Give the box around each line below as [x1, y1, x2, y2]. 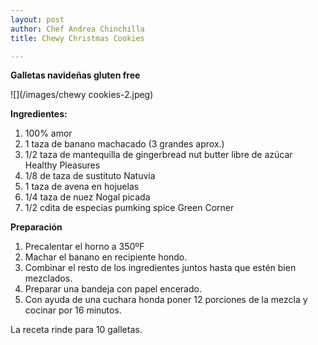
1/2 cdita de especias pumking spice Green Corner [24, 202, 235, 214]
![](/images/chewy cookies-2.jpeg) [10, 89, 154, 101]
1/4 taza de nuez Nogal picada [24, 191, 151, 203]
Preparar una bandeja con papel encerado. [24, 283, 202, 295]
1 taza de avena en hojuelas [24, 181, 140, 193]
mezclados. [24, 272, 73, 285]
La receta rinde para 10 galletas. [10, 324, 143, 336]
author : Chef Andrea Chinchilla [10, 24, 145, 34]
